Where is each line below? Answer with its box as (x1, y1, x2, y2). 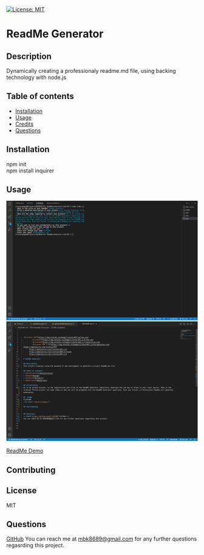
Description (6, 51, 52, 61)
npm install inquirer (6, 167, 55, 174)
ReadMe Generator (6, 27, 104, 41)
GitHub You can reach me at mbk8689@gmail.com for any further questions (6, 535, 197, 543)
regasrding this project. (6, 542, 65, 549)
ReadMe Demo (6, 447, 44, 455)
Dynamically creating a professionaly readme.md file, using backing (6, 67, 176, 74)
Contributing (6, 465, 56, 475)
